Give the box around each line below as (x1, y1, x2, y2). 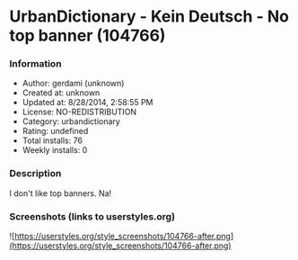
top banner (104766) (9, 25, 166, 46)
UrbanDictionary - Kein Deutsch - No (9, 6, 290, 27)
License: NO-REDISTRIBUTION (22, 106, 137, 118)
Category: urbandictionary (22, 116, 121, 127)
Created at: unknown (22, 87, 101, 98)
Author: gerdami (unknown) (22, 78, 125, 89)
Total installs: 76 (22, 135, 83, 146)
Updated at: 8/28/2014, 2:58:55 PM (22, 97, 154, 108)
